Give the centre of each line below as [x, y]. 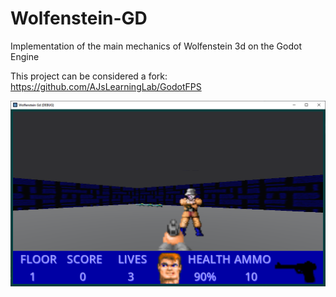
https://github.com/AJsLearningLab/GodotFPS [106, 86]
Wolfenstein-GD [79, 18]
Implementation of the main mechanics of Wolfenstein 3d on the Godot [156, 46]
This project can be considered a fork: [89, 76]
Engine [25, 56]
